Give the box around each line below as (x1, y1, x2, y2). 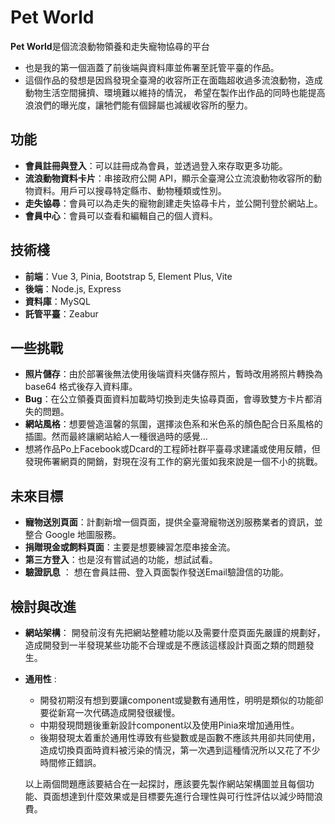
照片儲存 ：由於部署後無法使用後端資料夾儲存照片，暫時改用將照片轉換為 (24, 368, 323, 380)
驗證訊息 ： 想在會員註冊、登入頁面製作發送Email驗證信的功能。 (24, 566, 289, 578)
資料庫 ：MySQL (24, 295, 91, 307)
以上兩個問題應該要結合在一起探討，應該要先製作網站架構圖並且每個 (24, 778, 306, 790)
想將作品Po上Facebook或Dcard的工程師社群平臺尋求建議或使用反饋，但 (24, 443, 321, 455)
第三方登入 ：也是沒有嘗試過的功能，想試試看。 (24, 554, 218, 566)
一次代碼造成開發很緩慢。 (74, 707, 181, 718)
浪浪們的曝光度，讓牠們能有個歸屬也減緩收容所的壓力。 (24, 99, 253, 111)
